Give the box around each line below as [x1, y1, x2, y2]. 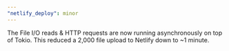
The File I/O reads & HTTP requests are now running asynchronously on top [7, 29, 223, 37]
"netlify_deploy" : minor [7, 10, 79, 17]
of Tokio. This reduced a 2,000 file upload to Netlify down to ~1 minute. [7, 35, 210, 44]
